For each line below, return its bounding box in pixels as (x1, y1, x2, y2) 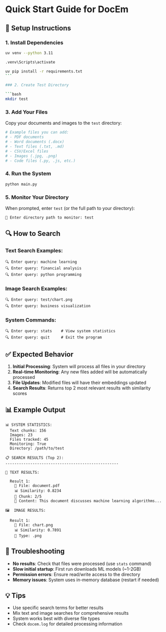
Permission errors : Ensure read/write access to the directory (12, 571, 141, 577)
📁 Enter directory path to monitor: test (5, 215, 94, 220)
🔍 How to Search (5, 229, 61, 238)
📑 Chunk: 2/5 (14, 494, 42, 499)
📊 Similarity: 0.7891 (14, 528, 62, 533)
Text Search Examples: (5, 247, 63, 254)
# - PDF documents (5, 134, 44, 140)
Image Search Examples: (5, 285, 67, 292)
